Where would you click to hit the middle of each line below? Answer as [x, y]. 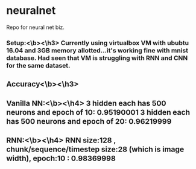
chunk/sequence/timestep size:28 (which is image [95, 149]
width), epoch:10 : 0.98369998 [61, 158]
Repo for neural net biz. [36, 27]
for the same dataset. [38, 65]
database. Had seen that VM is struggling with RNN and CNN [97, 58]
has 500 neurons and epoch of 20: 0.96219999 [89, 121]
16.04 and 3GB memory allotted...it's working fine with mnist [97, 50]
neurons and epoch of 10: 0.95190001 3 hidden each [98, 112]
